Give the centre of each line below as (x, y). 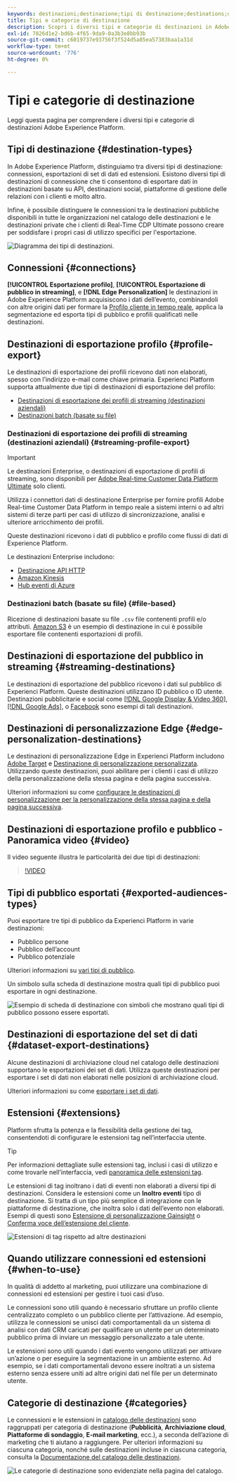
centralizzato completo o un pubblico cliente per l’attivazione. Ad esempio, (115, 1315)
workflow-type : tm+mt (39, 46)
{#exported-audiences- (175, 893)
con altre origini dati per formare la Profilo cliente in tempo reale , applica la (115, 307)
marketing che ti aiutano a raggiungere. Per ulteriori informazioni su (105, 1442)
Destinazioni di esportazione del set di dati (103, 1034)
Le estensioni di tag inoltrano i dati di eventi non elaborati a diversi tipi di (112, 1186)
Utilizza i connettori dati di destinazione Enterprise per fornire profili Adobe (116, 500)
